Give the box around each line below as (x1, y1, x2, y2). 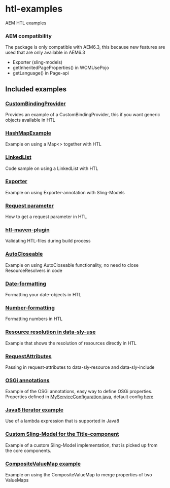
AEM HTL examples (5, 20, 47, 26)
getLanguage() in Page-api (12, 70, 70, 76)
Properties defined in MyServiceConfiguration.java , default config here (5, 394, 154, 400)
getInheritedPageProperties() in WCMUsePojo (12, 64, 109, 71)
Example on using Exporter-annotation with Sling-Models (5, 189, 125, 195)
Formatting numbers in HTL (5, 316, 63, 322)
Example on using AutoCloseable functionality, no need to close (5, 262, 139, 268)
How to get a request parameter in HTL (5, 214, 87, 220)
